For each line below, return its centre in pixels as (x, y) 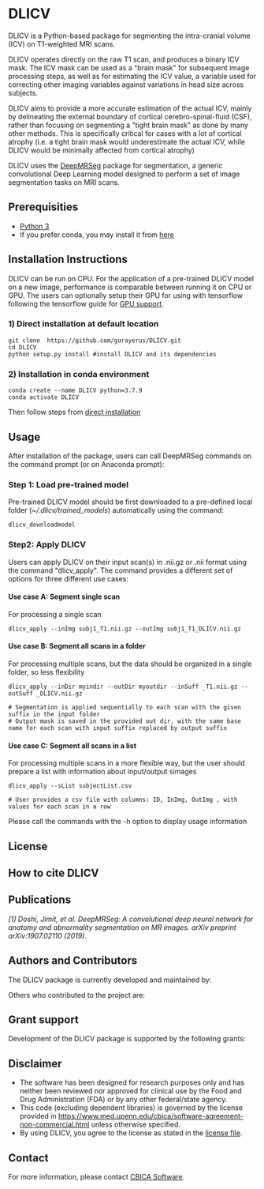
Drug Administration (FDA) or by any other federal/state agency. (123, 1100)
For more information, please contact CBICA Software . (97, 1177)
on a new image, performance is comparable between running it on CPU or (130, 287)
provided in (38, 1116)
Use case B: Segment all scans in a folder (77, 646)
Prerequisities (43, 207)
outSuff (21, 693)
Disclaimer (35, 1063)
